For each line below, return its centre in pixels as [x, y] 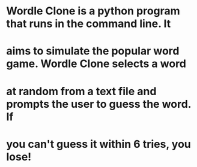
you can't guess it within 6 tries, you [98, 144]
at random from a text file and [81, 91]
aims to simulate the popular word [93, 51]
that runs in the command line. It [89, 24]
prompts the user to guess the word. [99, 104]
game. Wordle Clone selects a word [96, 64]
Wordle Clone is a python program [93, 11]
